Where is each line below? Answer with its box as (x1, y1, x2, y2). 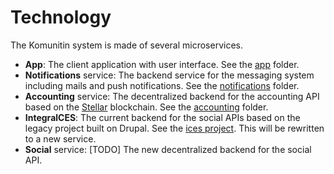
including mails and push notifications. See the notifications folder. (24, 79, 300, 91)
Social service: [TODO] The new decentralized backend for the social (24, 143, 312, 155)
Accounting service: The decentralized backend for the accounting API (24, 90, 320, 102)
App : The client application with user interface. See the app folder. (24, 58, 300, 70)
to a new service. (24, 132, 97, 145)
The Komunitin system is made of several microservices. (10, 39, 243, 51)
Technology (10, 6, 112, 29)
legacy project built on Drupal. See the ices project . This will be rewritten (24, 122, 325, 134)
